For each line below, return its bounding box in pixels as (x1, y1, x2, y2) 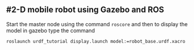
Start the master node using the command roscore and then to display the (6, 20, 188, 27)
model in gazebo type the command (6, 27, 96, 34)
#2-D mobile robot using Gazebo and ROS (6, 5, 164, 15)
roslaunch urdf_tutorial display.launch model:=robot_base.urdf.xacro (6, 38, 186, 44)
